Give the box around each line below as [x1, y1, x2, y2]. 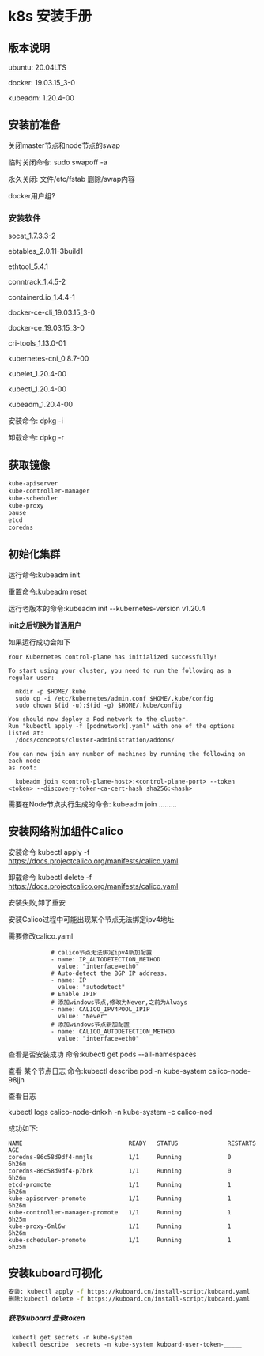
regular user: [8, 674, 55, 682]
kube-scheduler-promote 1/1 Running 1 [8, 1236, 232, 1244]
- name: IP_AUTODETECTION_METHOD [50, 955, 160, 963]
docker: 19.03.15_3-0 [8, 78, 76, 87]
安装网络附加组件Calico [8, 825, 124, 838]
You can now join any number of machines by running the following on [8, 750, 246, 757]
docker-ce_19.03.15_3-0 [8, 323, 85, 333]
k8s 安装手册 [8, 7, 92, 25]
